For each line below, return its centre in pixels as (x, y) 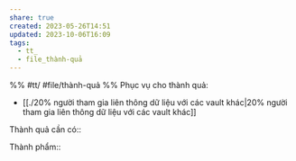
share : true (32, 18)
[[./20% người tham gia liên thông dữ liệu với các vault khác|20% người (155, 103)
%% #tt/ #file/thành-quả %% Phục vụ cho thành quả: (109, 85)
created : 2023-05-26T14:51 (60, 26)
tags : (19, 43)
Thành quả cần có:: (45, 130)
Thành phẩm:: (35, 147)
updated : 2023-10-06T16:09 (60, 34)
